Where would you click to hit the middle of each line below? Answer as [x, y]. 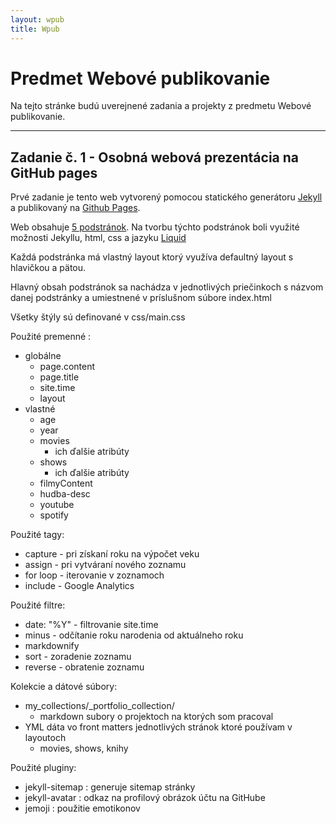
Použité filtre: [38, 605]
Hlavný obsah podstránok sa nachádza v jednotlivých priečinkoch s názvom [167, 287]
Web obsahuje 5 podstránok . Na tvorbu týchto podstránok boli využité [155, 227]
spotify [54, 515]
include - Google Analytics [79, 586]
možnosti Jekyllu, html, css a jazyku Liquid [98, 238]
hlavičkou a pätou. [48, 268]
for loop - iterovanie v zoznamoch [94, 575]
